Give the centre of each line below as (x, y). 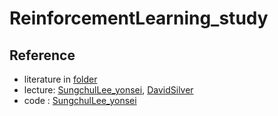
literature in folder (60, 79)
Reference (42, 55)
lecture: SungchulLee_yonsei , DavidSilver (108, 90)
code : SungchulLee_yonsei (80, 100)
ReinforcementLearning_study (139, 18)
